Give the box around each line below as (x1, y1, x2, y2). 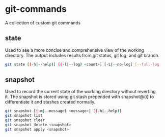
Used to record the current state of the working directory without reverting (5, 89, 156, 95)
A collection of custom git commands (5, 20, 81, 26)
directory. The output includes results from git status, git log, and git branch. (5, 52, 160, 58)
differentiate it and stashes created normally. (5, 99, 96, 105)
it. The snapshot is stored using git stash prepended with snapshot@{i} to (5, 94, 154, 100)
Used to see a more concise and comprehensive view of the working (5, 47, 144, 53)
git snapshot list (5, 113, 43, 118)
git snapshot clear (5, 118, 45, 123)
